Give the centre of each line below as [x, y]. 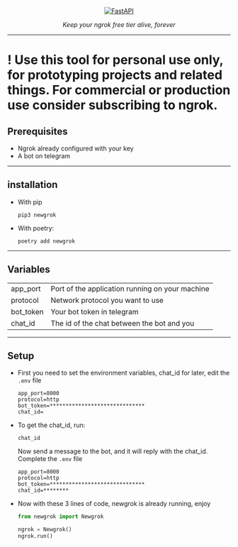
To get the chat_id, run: [51, 425]
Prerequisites [38, 131]
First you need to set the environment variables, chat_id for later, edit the [124, 373]
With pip [30, 201]
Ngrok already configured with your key [75, 148]
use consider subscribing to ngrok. [113, 105]
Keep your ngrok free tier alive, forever [119, 24]
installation [33, 185]
